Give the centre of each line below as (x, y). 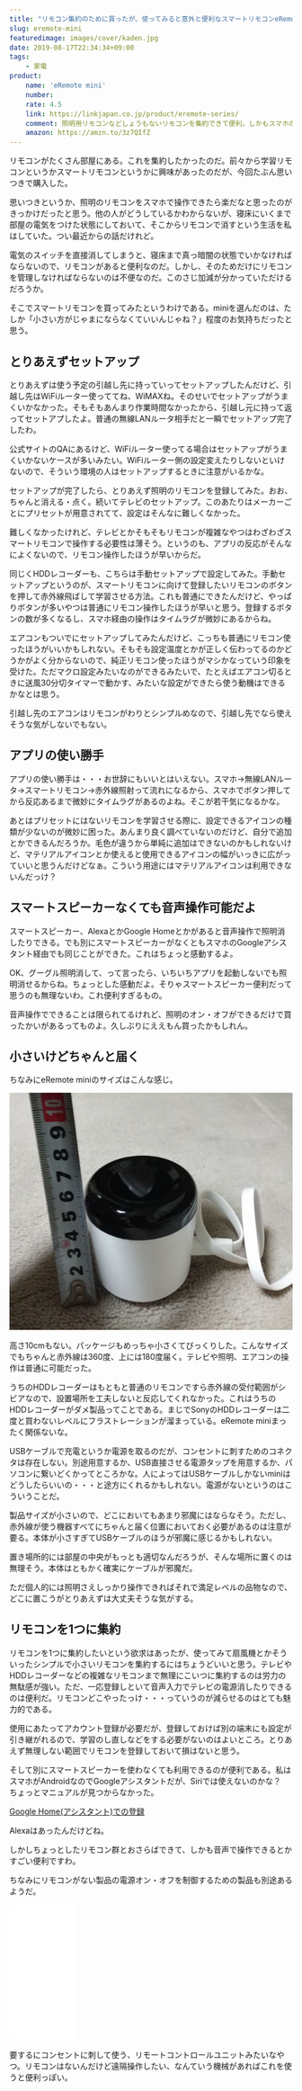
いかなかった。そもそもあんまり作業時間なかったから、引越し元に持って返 (155, 407)
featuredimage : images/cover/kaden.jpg (84, 38)
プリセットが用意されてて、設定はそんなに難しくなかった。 (135, 513)
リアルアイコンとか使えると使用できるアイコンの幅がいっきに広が (162, 853)
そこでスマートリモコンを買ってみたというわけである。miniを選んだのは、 (147, 308)
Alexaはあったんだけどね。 (59, 1830)
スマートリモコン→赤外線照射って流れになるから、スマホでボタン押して (158, 790)
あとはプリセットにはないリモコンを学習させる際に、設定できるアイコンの (147, 820)
